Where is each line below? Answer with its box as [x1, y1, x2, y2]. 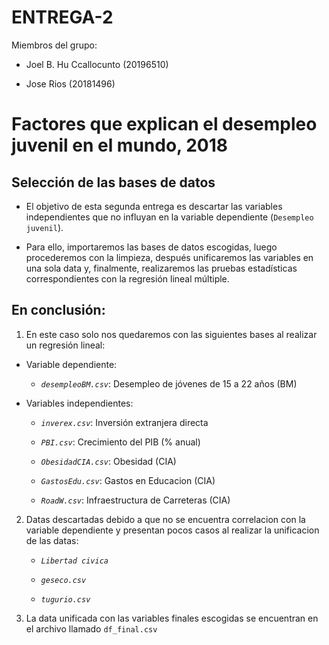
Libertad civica [40, 556, 109, 566]
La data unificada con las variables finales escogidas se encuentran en [25, 612, 319, 624]
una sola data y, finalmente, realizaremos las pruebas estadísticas [25, 262, 298, 274]
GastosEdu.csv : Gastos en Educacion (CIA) [40, 474, 216, 486]
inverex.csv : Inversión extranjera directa [40, 416, 209, 428]
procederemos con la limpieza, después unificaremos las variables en [25, 251, 314, 263]
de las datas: [25, 534, 79, 546]
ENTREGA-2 [11, 6, 114, 29]
